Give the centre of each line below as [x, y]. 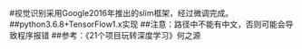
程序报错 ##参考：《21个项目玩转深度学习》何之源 [109, 35]
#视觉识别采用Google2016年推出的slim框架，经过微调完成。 [122, 13]
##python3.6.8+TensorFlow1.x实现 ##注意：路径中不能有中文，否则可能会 [147, 24]
